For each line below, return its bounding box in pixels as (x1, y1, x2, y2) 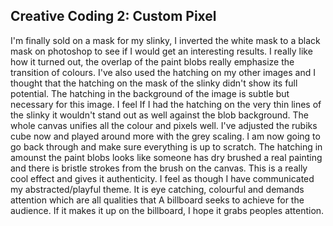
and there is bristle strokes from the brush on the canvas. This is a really (10, 162, 308, 174)
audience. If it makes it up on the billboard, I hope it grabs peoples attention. (10, 204, 325, 216)
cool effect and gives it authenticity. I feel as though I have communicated (10, 172, 315, 184)
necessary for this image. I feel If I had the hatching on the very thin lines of (10, 98, 322, 110)
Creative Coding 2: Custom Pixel (10, 8, 217, 25)
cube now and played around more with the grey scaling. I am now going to (10, 130, 321, 142)
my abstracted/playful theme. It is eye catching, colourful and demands (10, 183, 305, 195)
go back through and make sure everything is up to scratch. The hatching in (10, 140, 323, 153)
